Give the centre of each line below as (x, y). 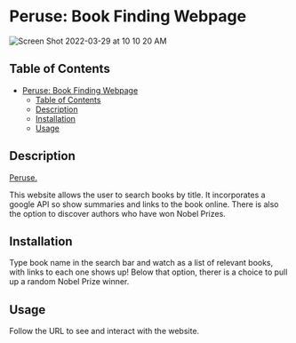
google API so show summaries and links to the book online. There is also (144, 204)
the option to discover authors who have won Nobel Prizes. (118, 213)
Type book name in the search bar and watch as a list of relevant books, (141, 263)
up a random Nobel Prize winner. (69, 282)
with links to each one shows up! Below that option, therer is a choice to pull (148, 272)
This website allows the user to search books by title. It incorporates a (137, 195)
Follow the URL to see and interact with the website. (104, 331)
